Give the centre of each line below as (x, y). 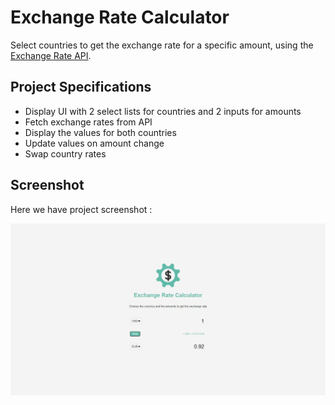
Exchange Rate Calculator (120, 17)
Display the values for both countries (100, 132)
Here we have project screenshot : (81, 209)
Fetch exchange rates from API (88, 122)
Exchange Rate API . (51, 55)
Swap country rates (65, 153)
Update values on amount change (94, 143)
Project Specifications (81, 87)
